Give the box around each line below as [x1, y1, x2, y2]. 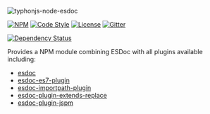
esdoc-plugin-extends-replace [17, 91, 107, 99]
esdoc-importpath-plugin [17, 84, 92, 91]
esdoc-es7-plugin [17, 76, 70, 84]
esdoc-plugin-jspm [17, 99, 74, 107]
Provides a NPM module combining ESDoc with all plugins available [7, 48, 203, 56]
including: [7, 55, 37, 63]
